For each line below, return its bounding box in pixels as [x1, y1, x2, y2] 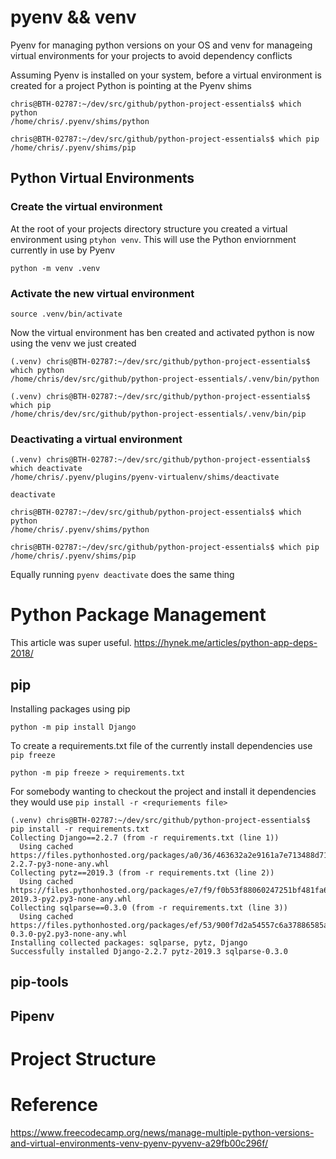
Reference [10, 1094, 98, 1116]
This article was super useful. [10, 637, 132, 649]
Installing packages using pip [10, 702, 131, 715]
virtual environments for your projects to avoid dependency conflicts [10, 49, 293, 61]
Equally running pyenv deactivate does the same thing [10, 569, 235, 581]
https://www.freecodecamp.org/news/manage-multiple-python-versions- [10, 1126, 315, 1138]
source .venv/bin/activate [10, 309, 123, 319]
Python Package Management [10, 604, 267, 626]
